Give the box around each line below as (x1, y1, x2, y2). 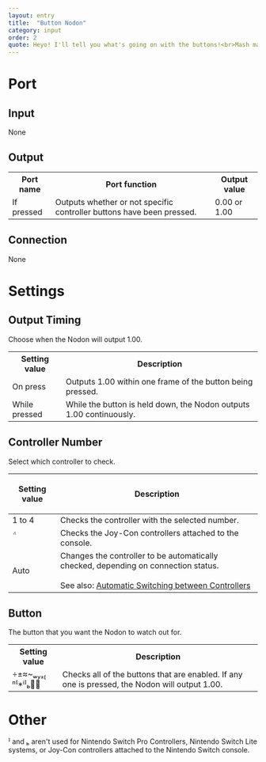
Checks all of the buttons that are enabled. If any (62, 669, 243, 680)
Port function (105, 179, 157, 190)
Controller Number (8, 436, 103, 449)
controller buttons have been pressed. (55, 207, 197, 218)
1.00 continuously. (66, 408, 136, 419)
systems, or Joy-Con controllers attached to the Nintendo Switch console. (8, 745, 250, 755)
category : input (8, 26, 62, 34)
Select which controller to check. (8, 457, 116, 466)
